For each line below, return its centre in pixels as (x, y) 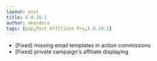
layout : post (23, 12)
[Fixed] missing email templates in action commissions (83, 45)
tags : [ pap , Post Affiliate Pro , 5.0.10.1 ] (59, 28)
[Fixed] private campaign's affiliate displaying (72, 52)
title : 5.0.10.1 (27, 17)
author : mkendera (28, 23)
